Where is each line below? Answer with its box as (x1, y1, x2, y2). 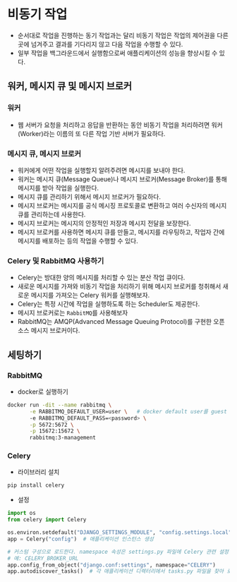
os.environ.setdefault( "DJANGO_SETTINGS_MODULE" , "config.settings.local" (7, 529, 232, 536)
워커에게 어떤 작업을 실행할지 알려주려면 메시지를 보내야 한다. (17, 166, 186, 174)
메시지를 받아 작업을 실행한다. (17, 183, 99, 192)
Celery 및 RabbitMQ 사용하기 (7, 255, 104, 265)
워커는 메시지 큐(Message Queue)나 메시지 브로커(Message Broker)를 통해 (17, 174, 228, 183)
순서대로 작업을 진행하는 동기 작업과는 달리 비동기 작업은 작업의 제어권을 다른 (17, 31, 229, 40)
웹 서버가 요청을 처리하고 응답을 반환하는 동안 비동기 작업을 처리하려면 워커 (17, 121, 224, 129)
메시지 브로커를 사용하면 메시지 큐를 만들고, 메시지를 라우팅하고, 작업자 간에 (17, 227, 225, 236)
